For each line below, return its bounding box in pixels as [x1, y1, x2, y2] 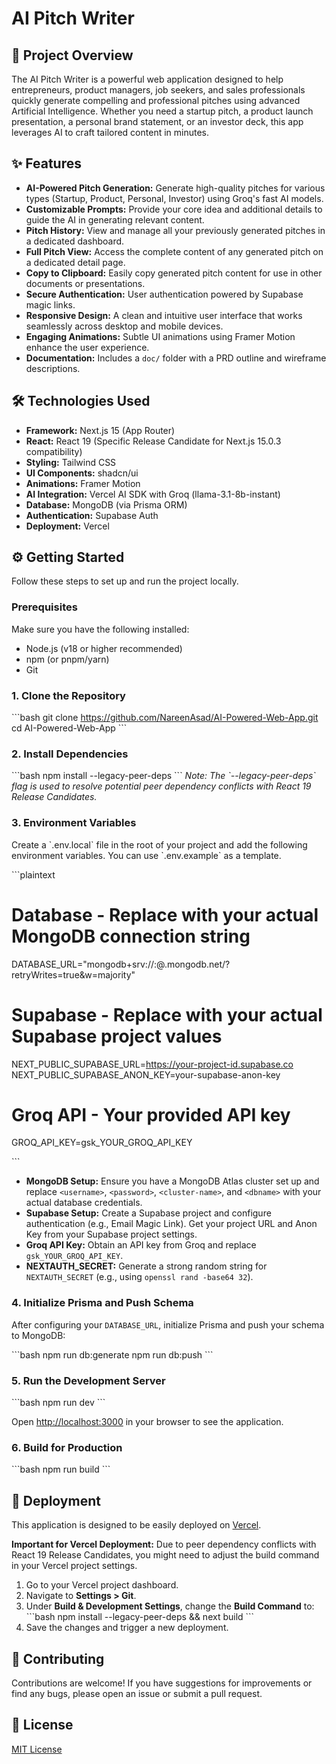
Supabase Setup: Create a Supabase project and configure [25, 1207, 272, 1219]
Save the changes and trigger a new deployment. [25, 1622, 229, 1634]
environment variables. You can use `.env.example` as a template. [11, 849, 282, 861]
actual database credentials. [25, 1197, 143, 1209]
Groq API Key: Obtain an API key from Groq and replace [25, 1239, 257, 1251]
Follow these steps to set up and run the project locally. [11, 575, 239, 587]
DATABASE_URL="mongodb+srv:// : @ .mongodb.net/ [11, 958, 226, 970]
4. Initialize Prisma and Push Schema [11, 1296, 194, 1310]
